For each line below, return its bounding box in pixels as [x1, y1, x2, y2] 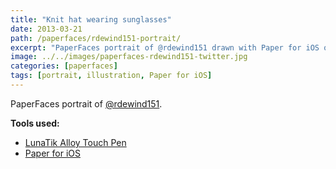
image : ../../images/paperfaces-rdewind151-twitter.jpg [10, 52, 248, 62]
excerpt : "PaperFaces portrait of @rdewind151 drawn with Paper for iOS [10, 42, 320, 53]
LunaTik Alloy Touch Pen [24, 136, 127, 148]
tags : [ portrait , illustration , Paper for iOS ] [10, 71, 213, 81]
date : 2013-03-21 [10, 24, 83, 34]
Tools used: [10, 117, 60, 129]
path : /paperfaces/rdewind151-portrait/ [10, 33, 182, 43]
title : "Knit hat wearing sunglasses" [10, 14, 172, 25]
